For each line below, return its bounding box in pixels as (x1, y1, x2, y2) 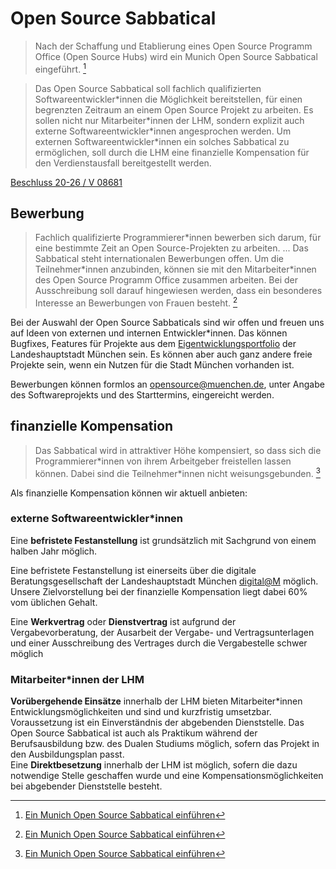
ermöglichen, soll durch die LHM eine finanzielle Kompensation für (34, 146, 310, 158)
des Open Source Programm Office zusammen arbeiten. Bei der (34, 274, 299, 286)
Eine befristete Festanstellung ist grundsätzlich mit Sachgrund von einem (10, 534, 317, 546)
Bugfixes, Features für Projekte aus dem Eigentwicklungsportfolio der (10, 338, 297, 350)
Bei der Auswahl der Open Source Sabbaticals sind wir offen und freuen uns (10, 317, 325, 329)
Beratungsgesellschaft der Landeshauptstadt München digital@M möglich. (10, 575, 319, 587)
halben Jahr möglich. (10, 545, 98, 557)
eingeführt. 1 (34, 61, 87, 75)
